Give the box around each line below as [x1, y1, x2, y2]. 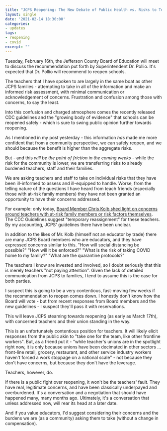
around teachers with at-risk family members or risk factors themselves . [5, 211, 153, 217]
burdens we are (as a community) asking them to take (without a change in [5, 415, 159, 421]
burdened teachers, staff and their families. [5, 165, 93, 171]
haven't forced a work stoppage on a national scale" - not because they [5, 354, 153, 360]
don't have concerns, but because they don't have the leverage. [5, 359, 137, 366]
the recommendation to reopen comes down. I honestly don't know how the [5, 293, 161, 299]
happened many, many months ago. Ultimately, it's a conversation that [5, 395, 150, 401]
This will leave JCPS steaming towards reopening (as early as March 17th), [5, 313, 158, 319]
